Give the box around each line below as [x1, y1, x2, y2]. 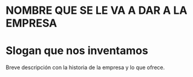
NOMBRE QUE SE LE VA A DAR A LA [5, 4, 188, 17]
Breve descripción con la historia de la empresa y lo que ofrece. [5, 64, 165, 71]
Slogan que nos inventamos [5, 44, 149, 58]
